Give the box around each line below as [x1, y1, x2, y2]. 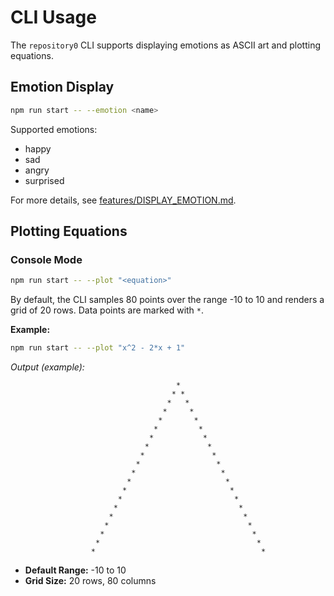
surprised [24, 174, 65, 186]
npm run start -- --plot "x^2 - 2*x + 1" [10, 343, 186, 353]
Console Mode [10, 252, 83, 266]
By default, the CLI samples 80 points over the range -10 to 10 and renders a [10, 294, 325, 306]
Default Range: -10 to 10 [24, 564, 127, 576]
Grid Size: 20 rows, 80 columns [24, 575, 157, 587]
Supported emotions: [10, 123, 98, 135]
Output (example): [10, 361, 85, 373]
